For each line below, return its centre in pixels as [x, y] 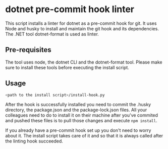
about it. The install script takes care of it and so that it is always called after [84, 136]
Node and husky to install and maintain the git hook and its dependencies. [82, 28]
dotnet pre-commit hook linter [70, 9]
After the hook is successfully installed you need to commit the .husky [78, 105]
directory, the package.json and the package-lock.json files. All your [76, 110]
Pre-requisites [28, 50]
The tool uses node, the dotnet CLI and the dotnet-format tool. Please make [84, 62]
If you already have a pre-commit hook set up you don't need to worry [78, 130]
